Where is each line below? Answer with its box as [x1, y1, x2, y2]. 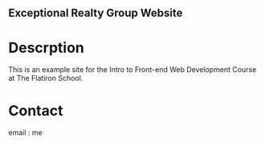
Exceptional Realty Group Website [8, 6, 183, 20]
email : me [8, 128, 43, 138]
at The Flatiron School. [8, 74, 84, 83]
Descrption [8, 38, 84, 57]
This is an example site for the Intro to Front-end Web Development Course [8, 65, 257, 74]
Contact [8, 102, 63, 119]
